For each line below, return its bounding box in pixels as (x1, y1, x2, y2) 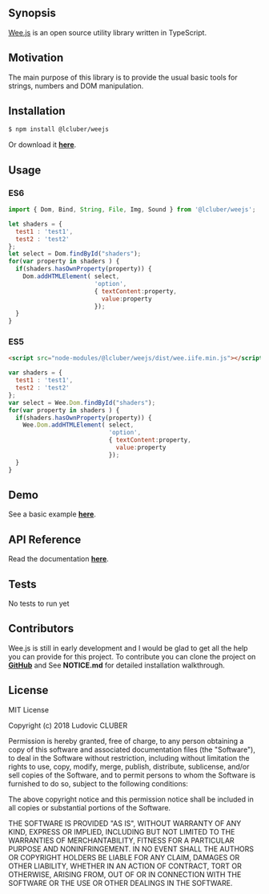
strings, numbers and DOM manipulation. (8, 80, 144, 91)
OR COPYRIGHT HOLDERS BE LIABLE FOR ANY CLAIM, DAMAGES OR (8, 852, 240, 862)
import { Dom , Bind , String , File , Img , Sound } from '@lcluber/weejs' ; (8, 206, 256, 214)
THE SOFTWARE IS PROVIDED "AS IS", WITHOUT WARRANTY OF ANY (8, 818, 242, 828)
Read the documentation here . (8, 554, 110, 564)
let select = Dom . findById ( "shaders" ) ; (8, 250, 142, 258)
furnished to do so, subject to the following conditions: (8, 778, 188, 788)
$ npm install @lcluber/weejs (8, 125, 110, 133)
